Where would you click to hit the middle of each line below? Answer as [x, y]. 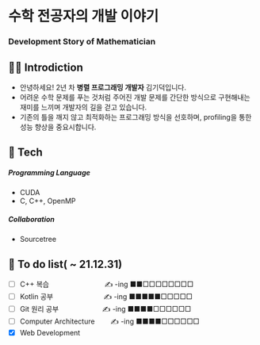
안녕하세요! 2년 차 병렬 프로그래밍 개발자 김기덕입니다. [103, 87]
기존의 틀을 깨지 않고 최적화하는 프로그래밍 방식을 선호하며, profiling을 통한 [136, 117]
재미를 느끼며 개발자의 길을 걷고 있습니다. [83, 107]
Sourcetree [38, 240]
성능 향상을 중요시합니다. [58, 127]
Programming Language [50, 172]
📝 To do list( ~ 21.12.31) [65, 264]
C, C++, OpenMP [48, 201]
